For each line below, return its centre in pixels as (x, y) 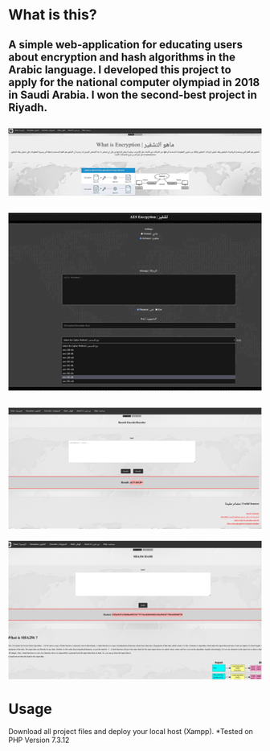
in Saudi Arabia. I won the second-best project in (133, 95)
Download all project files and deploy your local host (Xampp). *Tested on (131, 732)
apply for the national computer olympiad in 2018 (134, 82)
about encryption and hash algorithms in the (122, 57)
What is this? (53, 15)
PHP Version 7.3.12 (39, 740)
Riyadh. (28, 107)
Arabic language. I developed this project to (120, 70)
